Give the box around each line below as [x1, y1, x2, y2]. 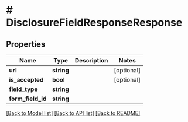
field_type [9, 85, 38, 93]
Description [74, 57, 108, 64]
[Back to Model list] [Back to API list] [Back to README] [6, 110, 141, 117]
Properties [6, 39, 46, 49]
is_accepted [9, 76, 44, 83]
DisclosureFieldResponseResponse [6, 16, 183, 29]
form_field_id [9, 95, 47, 103]
